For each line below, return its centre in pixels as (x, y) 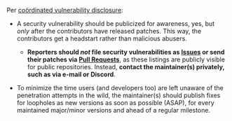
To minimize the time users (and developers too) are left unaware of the (120, 88)
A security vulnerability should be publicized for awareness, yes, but (116, 23)
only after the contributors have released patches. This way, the (109, 31)
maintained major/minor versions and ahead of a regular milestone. (114, 110)
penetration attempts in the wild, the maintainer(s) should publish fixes (118, 95)
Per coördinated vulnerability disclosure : (65, 10)
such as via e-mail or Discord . (71, 74)
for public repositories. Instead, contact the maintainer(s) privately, (126, 67)
